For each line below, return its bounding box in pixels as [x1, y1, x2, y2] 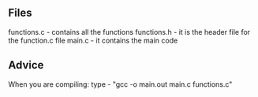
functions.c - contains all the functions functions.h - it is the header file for [8, 27, 251, 36]
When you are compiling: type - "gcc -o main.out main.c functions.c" [8, 79, 233, 89]
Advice [8, 58, 44, 72]
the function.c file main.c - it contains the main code [8, 35, 178, 45]
